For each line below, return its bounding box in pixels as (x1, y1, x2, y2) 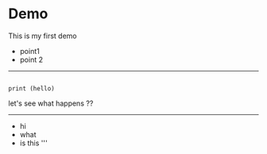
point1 (19, 46, 40, 56)
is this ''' (19, 138, 48, 148)
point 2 (19, 55, 44, 64)
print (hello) (8, 84, 56, 92)
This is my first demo (8, 31, 77, 40)
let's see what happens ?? (8, 98, 94, 108)
